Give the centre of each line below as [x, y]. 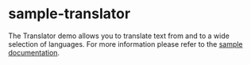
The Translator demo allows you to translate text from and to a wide [119, 36]
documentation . [34, 52]
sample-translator [70, 14]
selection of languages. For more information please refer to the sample [126, 44]
